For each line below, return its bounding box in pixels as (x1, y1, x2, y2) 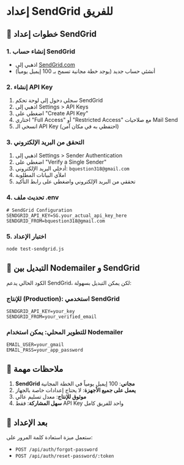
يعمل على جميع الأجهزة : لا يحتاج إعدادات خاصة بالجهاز (15, 387, 136, 394)
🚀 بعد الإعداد (6, 417, 48, 428)
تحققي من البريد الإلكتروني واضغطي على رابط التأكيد (15, 178, 136, 185)
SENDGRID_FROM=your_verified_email (6, 314, 97, 320)
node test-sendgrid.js (6, 246, 64, 252)
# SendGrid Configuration (6, 207, 72, 213)
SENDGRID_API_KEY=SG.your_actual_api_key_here (6, 213, 127, 219)
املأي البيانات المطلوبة (15, 172, 66, 179)
